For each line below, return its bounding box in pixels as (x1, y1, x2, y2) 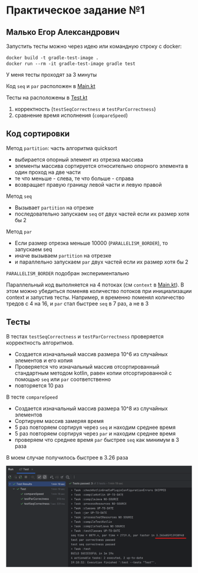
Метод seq (6, 193, 32, 200)
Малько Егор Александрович (6, 27, 120, 37)
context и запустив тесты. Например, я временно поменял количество (6, 294, 185, 301)
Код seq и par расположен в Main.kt (6, 83, 95, 89)
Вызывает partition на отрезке (14, 204, 94, 211)
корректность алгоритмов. (6, 339, 74, 346)
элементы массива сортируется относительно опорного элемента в (14, 162, 189, 169)
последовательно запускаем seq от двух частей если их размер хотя (14, 210, 190, 217)
